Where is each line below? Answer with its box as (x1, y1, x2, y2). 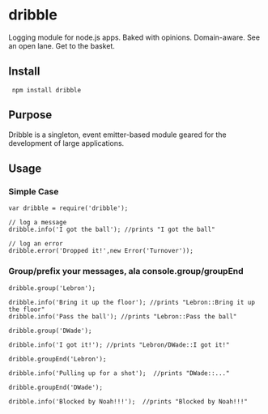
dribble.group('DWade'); (8, 327, 92, 335)
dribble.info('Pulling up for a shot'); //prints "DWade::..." (8, 369, 230, 378)
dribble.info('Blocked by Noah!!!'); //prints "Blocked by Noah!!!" (8, 397, 249, 406)
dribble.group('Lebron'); (8, 284, 96, 292)
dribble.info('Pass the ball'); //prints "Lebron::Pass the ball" (8, 312, 237, 321)
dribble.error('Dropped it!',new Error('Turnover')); (8, 247, 194, 255)
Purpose (8, 108, 53, 122)
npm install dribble (11, 86, 82, 94)
